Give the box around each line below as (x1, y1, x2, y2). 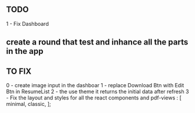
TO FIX (6, 66, 32, 76)
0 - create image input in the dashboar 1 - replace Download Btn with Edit (6, 82, 184, 89)
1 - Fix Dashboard (6, 20, 49, 27)
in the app (6, 46, 44, 56)
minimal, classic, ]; (6, 101, 51, 108)
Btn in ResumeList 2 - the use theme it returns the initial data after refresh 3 (6, 88, 190, 95)
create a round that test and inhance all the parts (6, 37, 189, 47)
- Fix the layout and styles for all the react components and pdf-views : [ (6, 94, 181, 101)
